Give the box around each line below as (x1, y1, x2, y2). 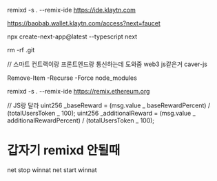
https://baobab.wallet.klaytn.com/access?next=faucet (7, 19, 161, 27)
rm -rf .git (7, 46, 35, 54)
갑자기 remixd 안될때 (7, 142, 121, 158)
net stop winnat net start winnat (7, 165, 98, 174)
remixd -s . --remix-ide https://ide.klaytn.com (7, 6, 136, 14)
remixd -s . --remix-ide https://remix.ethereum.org (7, 87, 150, 95)
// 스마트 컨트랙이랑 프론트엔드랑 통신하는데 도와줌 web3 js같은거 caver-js (7, 60, 208, 68)
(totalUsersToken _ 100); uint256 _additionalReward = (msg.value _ (7, 109, 196, 117)
